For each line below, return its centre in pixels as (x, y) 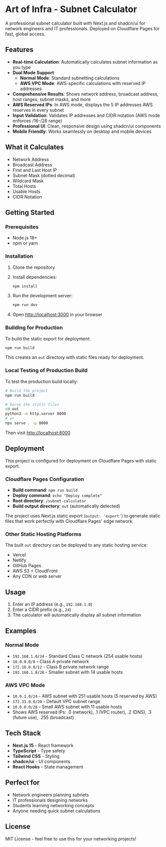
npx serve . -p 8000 (27, 423)
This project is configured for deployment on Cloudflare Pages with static (81, 460)
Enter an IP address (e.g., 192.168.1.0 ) (52, 604)
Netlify (19, 560)
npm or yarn (25, 243)
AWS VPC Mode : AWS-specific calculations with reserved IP (83, 83)
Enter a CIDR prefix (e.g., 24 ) (42, 609)
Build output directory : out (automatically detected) (66, 506)
